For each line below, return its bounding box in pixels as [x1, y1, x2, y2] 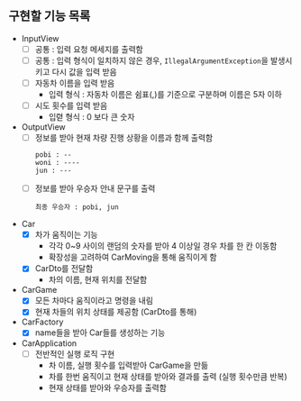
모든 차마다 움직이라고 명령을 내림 [34, 296, 154, 306]
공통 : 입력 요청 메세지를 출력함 [34, 43, 143, 54]
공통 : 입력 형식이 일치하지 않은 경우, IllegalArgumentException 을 [34, 55, 269, 66]
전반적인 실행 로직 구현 [34, 348, 115, 359]
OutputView [21, 122, 67, 132]
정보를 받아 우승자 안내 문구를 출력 [34, 183, 156, 194]
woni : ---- [34, 159, 80, 168]
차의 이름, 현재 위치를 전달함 [48, 274, 148, 286]
